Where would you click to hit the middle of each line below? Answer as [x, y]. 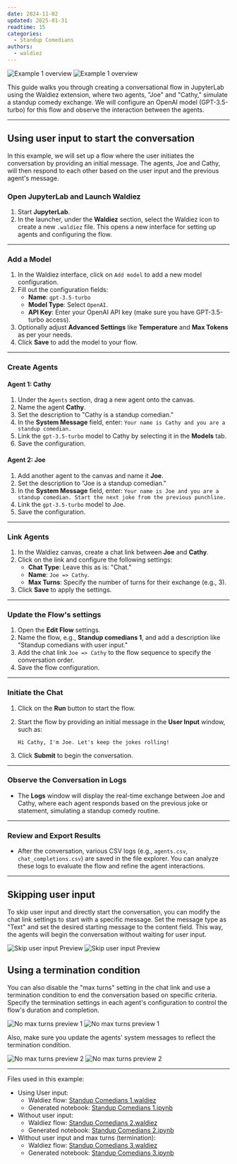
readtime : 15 [26, 27]
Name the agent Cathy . [51, 407]
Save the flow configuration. [59, 668]
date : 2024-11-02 [33, 14]
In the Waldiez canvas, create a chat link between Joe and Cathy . [113, 552]
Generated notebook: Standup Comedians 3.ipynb [101, 1153]
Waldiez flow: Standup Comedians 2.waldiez [93, 1122]
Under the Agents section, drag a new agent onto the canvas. [106, 400]
